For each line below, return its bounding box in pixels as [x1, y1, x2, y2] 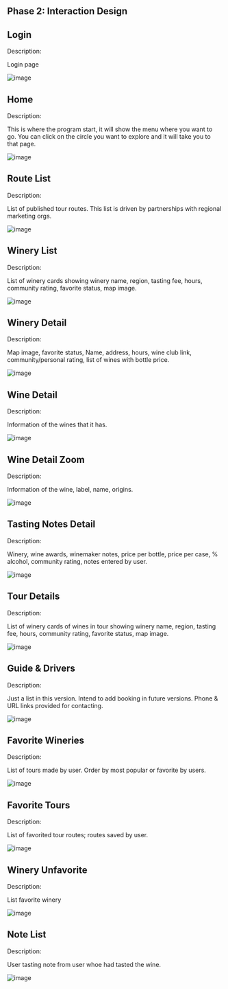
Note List [7, 929, 47, 940]
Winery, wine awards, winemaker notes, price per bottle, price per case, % [7, 549, 218, 558]
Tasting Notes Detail [7, 519, 96, 530]
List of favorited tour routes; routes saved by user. [7, 831, 149, 839]
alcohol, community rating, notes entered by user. [7, 557, 147, 565]
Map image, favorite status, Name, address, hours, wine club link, [7, 348, 192, 356]
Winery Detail [7, 317, 67, 329]
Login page [7, 60, 39, 69]
